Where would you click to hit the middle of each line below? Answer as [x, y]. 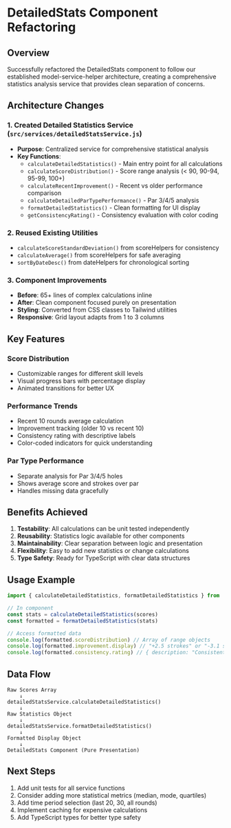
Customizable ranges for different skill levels [80, 373]
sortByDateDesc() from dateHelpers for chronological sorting [103, 262]
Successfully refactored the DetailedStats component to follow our [101, 69]
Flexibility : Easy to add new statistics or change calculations [103, 551]
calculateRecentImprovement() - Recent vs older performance [115, 185]
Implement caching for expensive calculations [82, 810]
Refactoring [42, 27]
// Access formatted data [44, 633]
